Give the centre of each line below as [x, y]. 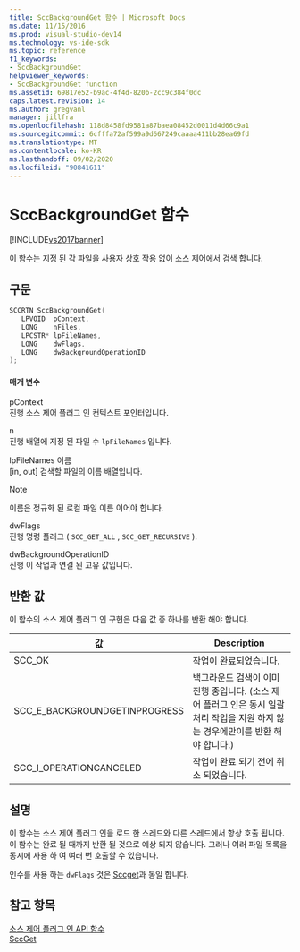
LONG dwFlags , [54, 344]
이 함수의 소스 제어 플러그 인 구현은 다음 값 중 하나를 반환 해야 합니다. [129, 620]
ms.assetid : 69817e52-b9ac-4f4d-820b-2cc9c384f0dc [105, 92]
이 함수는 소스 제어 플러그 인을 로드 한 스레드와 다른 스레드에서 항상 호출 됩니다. [147, 833]
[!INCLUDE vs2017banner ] [57, 240]
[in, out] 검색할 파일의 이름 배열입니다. [76, 472]
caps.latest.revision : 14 [57, 101]
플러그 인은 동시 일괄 [244, 705]
